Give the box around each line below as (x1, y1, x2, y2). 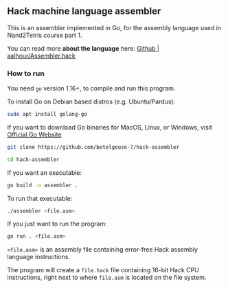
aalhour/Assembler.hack (7, 51, 76, 60)
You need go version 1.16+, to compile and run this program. (7, 84, 176, 93)
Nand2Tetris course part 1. (7, 31, 82, 39)
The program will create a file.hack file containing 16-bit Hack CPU (7, 266, 199, 274)
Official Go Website (7, 130, 62, 139)
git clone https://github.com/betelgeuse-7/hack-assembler (7, 143, 180, 150)
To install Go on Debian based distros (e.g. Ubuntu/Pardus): (7, 97, 176, 106)
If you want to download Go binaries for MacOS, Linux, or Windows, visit (7, 123, 213, 131)
